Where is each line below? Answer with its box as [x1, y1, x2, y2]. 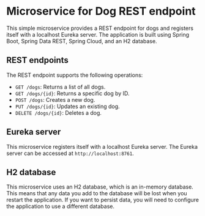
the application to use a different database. [6, 203, 115, 210]
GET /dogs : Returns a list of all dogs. [15, 83, 106, 90]
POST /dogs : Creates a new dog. [15, 96, 95, 103]
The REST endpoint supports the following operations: [6, 71, 143, 79]
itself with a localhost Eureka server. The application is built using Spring [6, 31, 190, 38]
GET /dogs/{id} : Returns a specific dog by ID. [15, 90, 130, 97]
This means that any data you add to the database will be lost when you [6, 190, 188, 197]
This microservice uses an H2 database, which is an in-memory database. [6, 183, 194, 190]
